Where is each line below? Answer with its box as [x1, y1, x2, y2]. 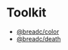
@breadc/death [16, 34, 61, 42]
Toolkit [6, 5, 47, 21]
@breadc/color [16, 27, 60, 36]
